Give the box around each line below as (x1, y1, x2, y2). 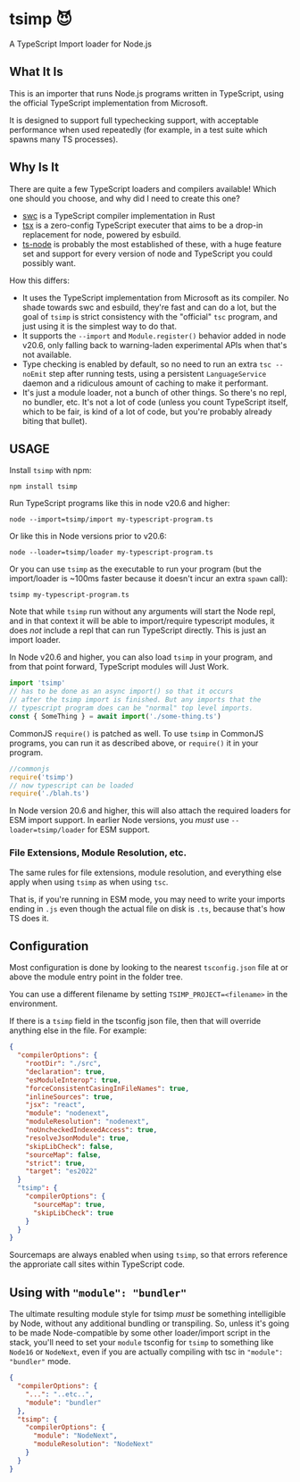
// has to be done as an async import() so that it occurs (9, 687, 234, 696)
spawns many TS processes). (9, 134, 119, 145)
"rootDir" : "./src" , (25, 1059, 102, 1069)
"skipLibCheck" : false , (25, 1142, 114, 1151)
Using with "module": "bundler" (9, 1285, 187, 1300)
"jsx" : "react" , (25, 1101, 87, 1110)
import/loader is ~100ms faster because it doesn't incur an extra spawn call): (9, 573, 288, 584)
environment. (9, 998, 58, 1009)
